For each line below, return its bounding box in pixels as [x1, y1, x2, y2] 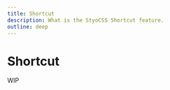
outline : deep [7, 23, 49, 30]
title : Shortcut [7, 10, 55, 17]
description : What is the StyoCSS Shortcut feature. [7, 17, 164, 24]
